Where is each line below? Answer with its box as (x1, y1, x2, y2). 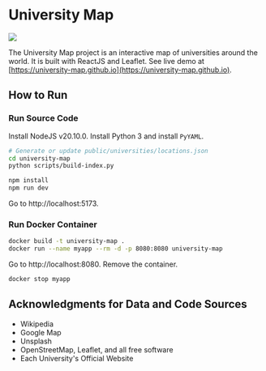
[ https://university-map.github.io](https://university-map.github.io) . (8, 65, 233, 75)
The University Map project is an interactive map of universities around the (8, 47, 258, 58)
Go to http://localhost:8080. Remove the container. (8, 259, 178, 269)
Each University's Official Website (19, 353, 134, 363)
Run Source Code (8, 113, 79, 124)
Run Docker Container (8, 219, 97, 230)
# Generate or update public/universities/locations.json (8, 147, 208, 155)
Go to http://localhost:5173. (8, 198, 99, 208)
